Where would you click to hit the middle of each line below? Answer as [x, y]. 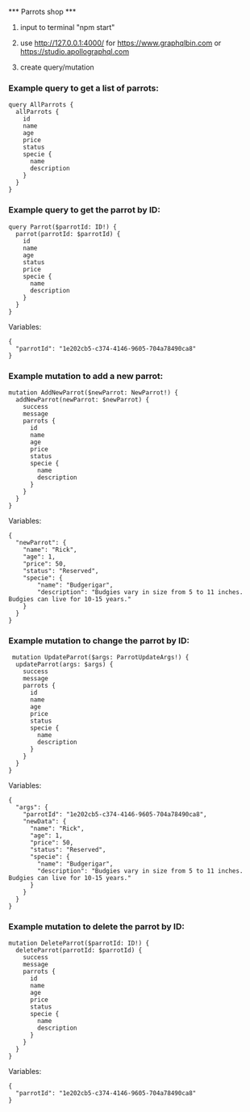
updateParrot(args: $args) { [65, 665]
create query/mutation [57, 67]
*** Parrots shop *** [42, 12]
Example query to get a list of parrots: [83, 88]
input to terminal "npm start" [67, 27]
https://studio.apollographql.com [75, 51]
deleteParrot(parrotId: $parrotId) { [79, 950]
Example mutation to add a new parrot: [86, 376]
